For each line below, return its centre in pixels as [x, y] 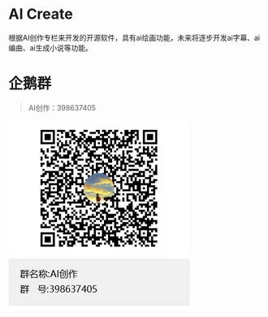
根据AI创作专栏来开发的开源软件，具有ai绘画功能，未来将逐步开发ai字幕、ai [134, 37]
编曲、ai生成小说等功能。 [51, 48]
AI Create [41, 14]
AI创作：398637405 [62, 107]
